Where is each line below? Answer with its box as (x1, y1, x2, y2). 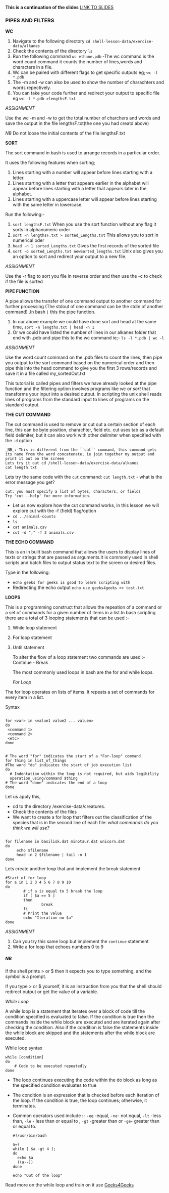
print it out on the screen (5, 456, 65, 461)
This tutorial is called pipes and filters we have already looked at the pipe (5, 380, 157, 387)
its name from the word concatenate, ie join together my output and (5, 452, 155, 457)
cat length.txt (5, 465, 37, 470)
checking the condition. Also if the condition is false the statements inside (5, 1025, 159, 1031)
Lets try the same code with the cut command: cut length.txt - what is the (5, 474, 162, 480)
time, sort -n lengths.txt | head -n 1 (12, 324, 95, 330)
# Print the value (23, 911, 62, 916)
